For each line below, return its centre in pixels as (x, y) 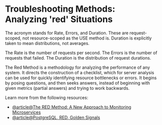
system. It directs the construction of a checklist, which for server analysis (80, 72)
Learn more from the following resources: (47, 97)
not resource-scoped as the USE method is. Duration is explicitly (87, 38)
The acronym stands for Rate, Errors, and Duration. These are (67, 33)
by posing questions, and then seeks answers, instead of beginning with (77, 83)
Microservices (27, 112)
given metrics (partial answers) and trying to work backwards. (67, 88)
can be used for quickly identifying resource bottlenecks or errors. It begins (81, 78)
